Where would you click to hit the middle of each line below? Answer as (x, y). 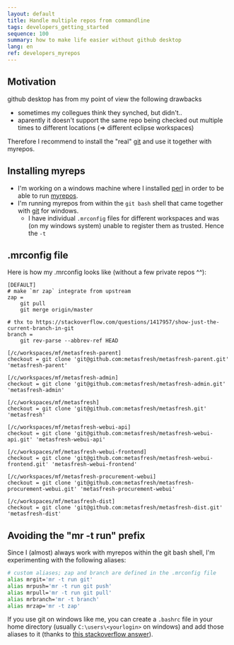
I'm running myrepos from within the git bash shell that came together (120, 203)
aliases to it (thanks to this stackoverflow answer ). (80, 634)
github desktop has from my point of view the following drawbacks (105, 99)
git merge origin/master (57, 310)
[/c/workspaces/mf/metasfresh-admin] (63, 378)
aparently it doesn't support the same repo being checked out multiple (120, 120)
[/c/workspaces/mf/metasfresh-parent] (64, 353)
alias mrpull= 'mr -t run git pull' (60, 593)
